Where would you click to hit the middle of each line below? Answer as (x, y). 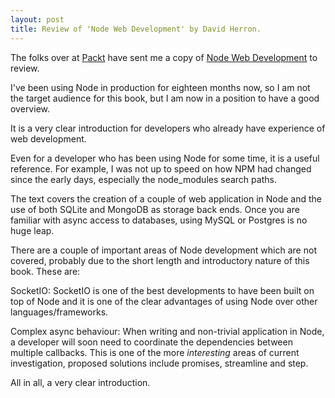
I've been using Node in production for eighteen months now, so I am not (160, 87)
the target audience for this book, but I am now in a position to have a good (165, 98)
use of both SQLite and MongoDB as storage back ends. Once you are (155, 209)
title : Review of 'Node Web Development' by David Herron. (136, 29)
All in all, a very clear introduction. (80, 382)
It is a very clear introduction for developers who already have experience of (168, 128)
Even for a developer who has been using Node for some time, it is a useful (165, 158)
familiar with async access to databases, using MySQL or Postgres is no (159, 220)
